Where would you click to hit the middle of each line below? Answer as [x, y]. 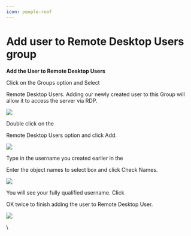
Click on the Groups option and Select [53, 82]
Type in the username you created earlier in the [65, 158]
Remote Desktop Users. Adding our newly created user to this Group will [96, 94]
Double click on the [30, 123]
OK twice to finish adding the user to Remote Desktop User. [80, 204]
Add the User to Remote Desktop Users [56, 71]
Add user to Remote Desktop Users [95, 41]
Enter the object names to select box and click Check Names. [82, 169]
